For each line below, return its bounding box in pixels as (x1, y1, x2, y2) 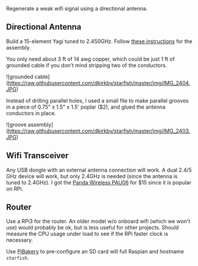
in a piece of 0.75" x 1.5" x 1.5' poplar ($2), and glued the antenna (6, 103, 165, 110)
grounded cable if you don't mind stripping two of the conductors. (6, 61, 167, 68)
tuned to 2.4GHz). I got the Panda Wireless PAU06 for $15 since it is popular (6, 179, 191, 186)
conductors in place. (6, 109, 56, 117)
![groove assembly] (6, 121, 53, 128)
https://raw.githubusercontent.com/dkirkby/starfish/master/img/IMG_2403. (8, 127, 190, 134)
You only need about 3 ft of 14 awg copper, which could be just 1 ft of (6, 55, 175, 63)
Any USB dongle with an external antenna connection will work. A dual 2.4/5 (6, 166, 192, 173)
